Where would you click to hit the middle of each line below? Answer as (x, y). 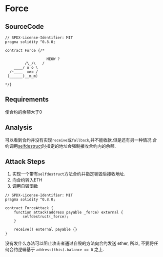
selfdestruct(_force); (46, 217)
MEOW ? (53, 59)
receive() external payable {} (46, 230)
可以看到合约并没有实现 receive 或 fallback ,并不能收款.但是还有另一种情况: (79, 140)
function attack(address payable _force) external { (69, 213)
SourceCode (24, 27)
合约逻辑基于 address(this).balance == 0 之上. (57, 250)
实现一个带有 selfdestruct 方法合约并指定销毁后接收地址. (69, 174)
